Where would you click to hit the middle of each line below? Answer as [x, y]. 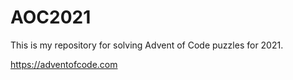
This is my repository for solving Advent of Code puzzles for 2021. [147, 45]
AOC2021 [51, 17]
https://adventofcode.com [64, 64]
